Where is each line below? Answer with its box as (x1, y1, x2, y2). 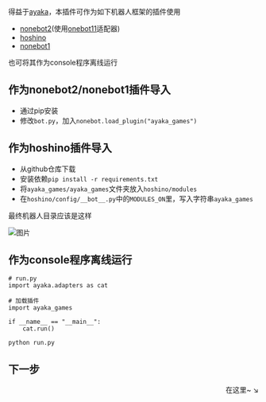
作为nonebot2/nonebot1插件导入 (8, 83, 172, 97)
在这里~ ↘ (225, 385, 259, 395)
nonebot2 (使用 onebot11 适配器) (19, 24, 121, 33)
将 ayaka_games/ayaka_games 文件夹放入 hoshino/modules (19, 184, 197, 193)
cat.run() (22, 325, 56, 333)
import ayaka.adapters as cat (8, 282, 109, 290)
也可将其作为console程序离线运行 (8, 58, 118, 67)
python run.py (8, 339, 56, 347)
